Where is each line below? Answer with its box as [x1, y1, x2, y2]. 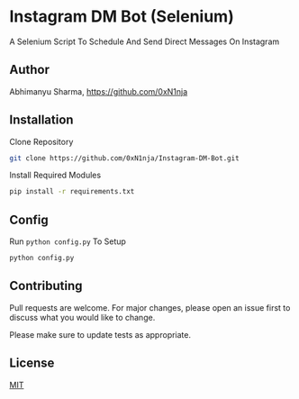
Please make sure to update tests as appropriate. [9, 329, 192, 340]
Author [9, 62, 50, 77]
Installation [9, 113, 74, 128]
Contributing [9, 278, 83, 294]
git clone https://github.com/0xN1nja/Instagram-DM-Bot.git [9, 153, 240, 163]
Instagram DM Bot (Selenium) [9, 6, 234, 27]
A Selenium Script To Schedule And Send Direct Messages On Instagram [9, 36, 280, 47]
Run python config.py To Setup [9, 236, 126, 247]
